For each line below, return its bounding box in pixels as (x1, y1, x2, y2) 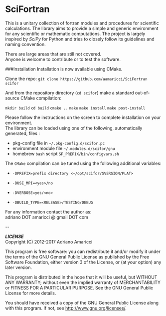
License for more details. (5, 290, 56, 296)
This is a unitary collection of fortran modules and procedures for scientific (5, 20, 159, 26)
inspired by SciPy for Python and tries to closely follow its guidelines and (5, 36, 155, 42)
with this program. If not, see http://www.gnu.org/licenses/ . (5, 305, 127, 311)
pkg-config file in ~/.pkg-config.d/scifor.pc (12, 140, 105, 146)
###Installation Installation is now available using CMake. (5, 66, 123, 72)
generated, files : (5, 130, 40, 136)
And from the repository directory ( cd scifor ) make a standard (5, 89, 134, 95)
